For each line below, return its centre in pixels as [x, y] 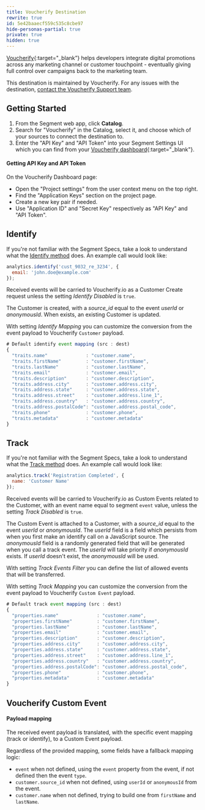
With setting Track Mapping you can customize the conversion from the [97, 586]
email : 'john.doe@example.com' [52, 272]
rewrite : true [24, 18]
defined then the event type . [51, 775]
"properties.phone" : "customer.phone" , [80, 672]
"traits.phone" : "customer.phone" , [75, 412]
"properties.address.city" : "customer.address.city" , [90, 644]
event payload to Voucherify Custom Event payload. [71, 593]
